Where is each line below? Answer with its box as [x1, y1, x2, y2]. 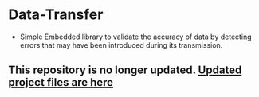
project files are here [8, 76, 114, 89]
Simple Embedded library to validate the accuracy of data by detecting [19, 32, 253, 41]
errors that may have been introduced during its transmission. [19, 40, 223, 49]
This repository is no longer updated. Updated [8, 64, 242, 77]
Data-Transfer [8, 6, 104, 24]
